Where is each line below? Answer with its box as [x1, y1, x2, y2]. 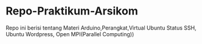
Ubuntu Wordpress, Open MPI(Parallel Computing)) [5, 30, 134, 37]
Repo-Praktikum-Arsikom [5, 4, 138, 18]
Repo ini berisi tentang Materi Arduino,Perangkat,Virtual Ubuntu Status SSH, [5, 24, 197, 31]
